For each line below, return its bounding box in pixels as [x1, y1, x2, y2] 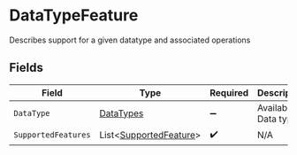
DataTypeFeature [9, 5, 139, 26]
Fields [9, 60, 44, 75]
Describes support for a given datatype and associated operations [9, 35, 251, 45]
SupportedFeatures [13, 130, 91, 140]
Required [209, 86, 249, 98]
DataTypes [99, 107, 144, 120]
